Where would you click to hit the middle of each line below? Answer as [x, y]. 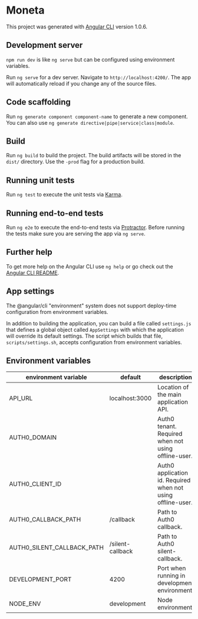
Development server [44, 45]
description [176, 377]
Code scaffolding [38, 102]
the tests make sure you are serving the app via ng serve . [76, 234]
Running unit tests [40, 180]
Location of [173, 387]
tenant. [167, 426]
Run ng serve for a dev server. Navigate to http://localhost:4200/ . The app [99, 77]
